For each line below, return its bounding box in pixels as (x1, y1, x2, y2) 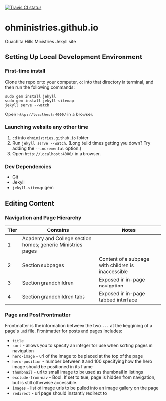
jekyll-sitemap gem (12, 185, 54, 191)
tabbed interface (98, 296, 138, 303)
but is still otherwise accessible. (12, 380, 78, 386)
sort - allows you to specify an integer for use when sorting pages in (12, 343, 153, 349)
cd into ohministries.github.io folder (12, 134, 89, 141)
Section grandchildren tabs (22, 293, 85, 300)
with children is (98, 262, 134, 269)
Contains (47, 227, 69, 233)
